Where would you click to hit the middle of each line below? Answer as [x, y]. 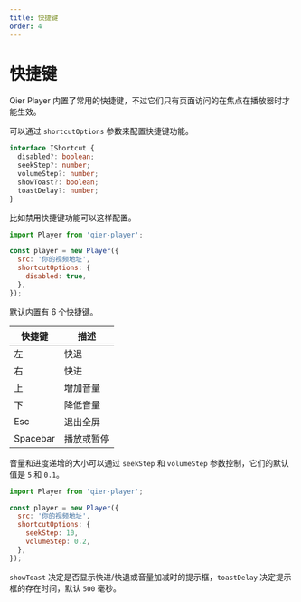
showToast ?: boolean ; [58, 182]
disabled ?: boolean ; [56, 157]
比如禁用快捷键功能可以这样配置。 [73, 218]
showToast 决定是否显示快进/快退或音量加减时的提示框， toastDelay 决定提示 [150, 577]
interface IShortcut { [52, 149]
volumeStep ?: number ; [58, 174]
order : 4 [26, 26]
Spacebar [35, 438]
